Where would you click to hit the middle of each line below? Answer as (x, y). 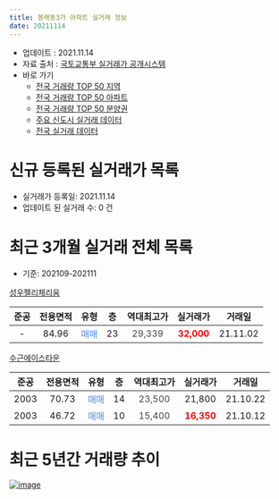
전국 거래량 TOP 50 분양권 (81, 108)
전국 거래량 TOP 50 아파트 (81, 97)
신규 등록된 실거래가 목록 (94, 170)
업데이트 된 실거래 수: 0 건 (68, 207)
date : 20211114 (38, 26)
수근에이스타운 (35, 358)
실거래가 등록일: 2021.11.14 (69, 197)
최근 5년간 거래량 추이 (85, 459)
